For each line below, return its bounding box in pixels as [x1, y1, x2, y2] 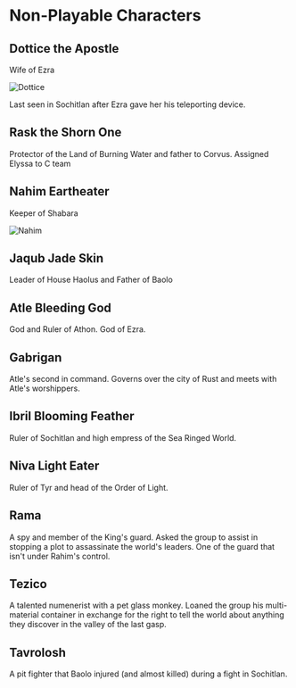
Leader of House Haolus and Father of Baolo [9, 274, 174, 286]
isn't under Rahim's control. [9, 551, 111, 561]
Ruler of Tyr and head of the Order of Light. [9, 482, 169, 493]
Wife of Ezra [9, 64, 55, 75]
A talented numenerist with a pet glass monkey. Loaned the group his [9, 600, 264, 611]
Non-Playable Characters [9, 5, 201, 26]
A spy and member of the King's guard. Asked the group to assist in [9, 532, 259, 543]
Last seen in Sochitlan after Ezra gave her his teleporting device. [9, 99, 246, 110]
